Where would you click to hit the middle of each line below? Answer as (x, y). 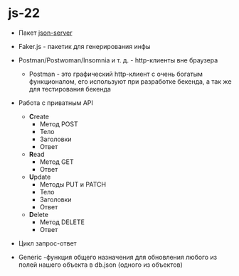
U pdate (40, 177)
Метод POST (59, 124)
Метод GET (57, 162)
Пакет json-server (45, 33)
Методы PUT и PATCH (73, 184)
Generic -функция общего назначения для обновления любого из (118, 257)
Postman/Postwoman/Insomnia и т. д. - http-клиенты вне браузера (118, 60)
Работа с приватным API (55, 103)
